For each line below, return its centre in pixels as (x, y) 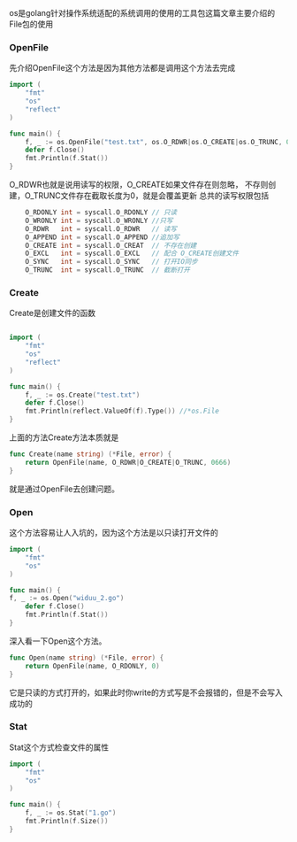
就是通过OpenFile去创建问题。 (64, 489)
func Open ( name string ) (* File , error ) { (87, 658)
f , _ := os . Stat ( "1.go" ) (71, 813)
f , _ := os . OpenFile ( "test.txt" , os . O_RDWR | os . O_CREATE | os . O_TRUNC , (154, 142)
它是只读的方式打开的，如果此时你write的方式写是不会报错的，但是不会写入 (146, 692)
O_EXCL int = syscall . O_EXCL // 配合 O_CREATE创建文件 (132, 254)
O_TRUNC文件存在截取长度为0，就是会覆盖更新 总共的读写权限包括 (147, 196)
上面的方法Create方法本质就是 (64, 437)
